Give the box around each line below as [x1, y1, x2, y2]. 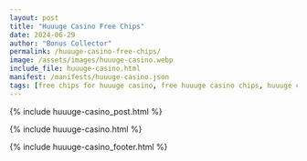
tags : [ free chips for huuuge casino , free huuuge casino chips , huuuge [9, 81, 292, 90]
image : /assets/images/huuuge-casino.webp [9, 55, 174, 65]
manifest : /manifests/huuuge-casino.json [9, 73, 170, 82]
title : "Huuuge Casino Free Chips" [9, 22, 145, 31]
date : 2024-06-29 [9, 30, 76, 39]
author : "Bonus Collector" [9, 38, 112, 48]
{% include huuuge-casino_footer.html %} [9, 141, 168, 152]
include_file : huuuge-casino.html [9, 65, 142, 74]
